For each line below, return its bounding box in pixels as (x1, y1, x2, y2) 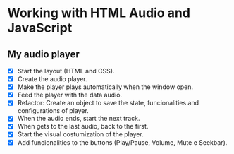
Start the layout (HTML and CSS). (17, 67, 115, 75)
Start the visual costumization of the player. (17, 130, 144, 138)
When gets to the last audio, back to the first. (17, 122, 149, 131)
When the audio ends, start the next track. (17, 114, 140, 123)
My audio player (7, 48, 80, 60)
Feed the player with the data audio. (17, 90, 122, 100)
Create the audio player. (17, 75, 87, 83)
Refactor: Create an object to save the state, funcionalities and (17, 99, 199, 107)
